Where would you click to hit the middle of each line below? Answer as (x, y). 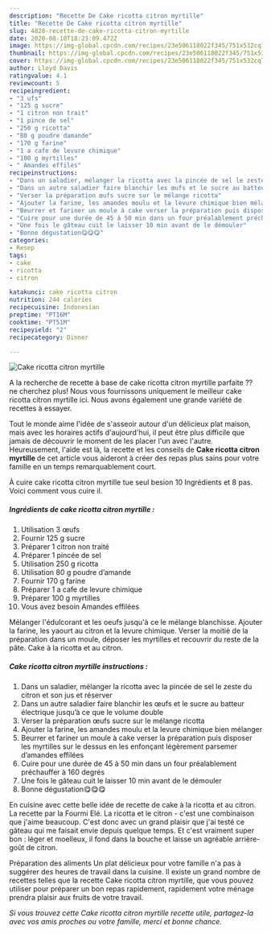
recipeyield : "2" (38, 330)
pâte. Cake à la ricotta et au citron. (66, 648)
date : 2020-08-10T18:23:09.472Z (63, 38)
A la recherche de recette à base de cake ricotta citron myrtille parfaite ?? (131, 382)
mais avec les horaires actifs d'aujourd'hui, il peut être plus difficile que (127, 432)
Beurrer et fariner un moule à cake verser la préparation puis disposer (136, 738)
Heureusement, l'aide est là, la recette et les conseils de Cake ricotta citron (134, 450)
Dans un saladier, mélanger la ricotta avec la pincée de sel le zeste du (136, 687)
